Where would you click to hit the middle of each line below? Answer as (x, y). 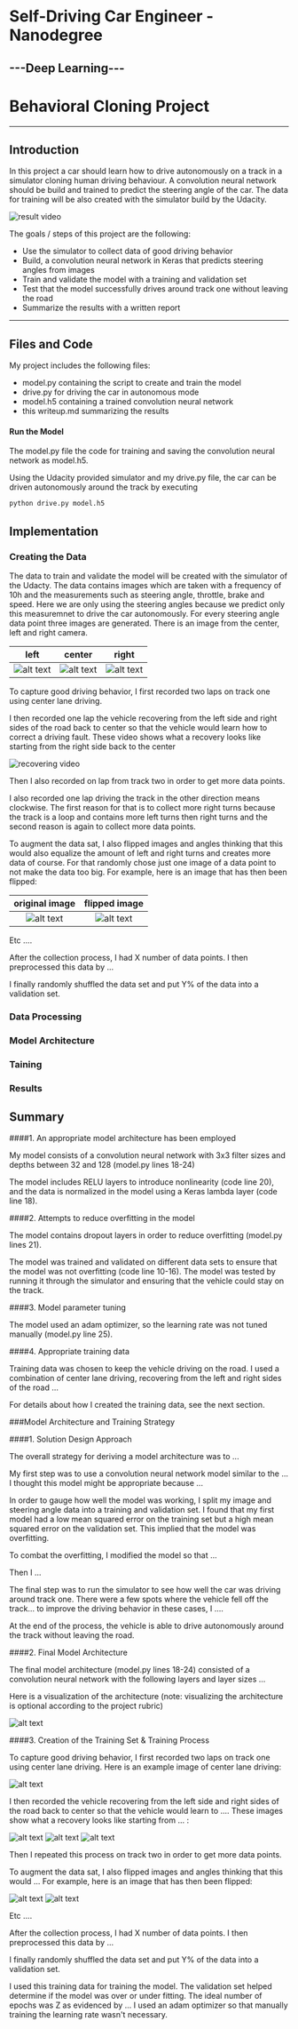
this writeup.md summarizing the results (95, 411)
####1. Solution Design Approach (71, 1439)
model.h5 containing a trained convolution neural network (127, 402)
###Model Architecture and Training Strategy (92, 1422)
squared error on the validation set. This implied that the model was (133, 1529)
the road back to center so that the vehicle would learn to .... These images (146, 1811)
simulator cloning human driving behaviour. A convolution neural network (143, 180)
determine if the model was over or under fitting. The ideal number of (136, 1996)
